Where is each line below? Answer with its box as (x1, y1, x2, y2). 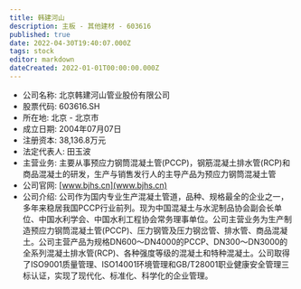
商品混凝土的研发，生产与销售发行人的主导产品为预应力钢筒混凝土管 (22, 168, 277, 179)
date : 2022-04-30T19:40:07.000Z (9, 38, 131, 48)
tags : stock (9, 47, 54, 56)
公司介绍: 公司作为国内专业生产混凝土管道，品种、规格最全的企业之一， (22, 191, 289, 201)
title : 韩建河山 (9, 13, 65, 23)
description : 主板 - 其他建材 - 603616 (9, 22, 152, 31)
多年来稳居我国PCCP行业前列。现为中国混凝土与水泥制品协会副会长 (22, 202, 275, 213)
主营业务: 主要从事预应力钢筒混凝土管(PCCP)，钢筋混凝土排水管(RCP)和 (22, 157, 291, 168)
